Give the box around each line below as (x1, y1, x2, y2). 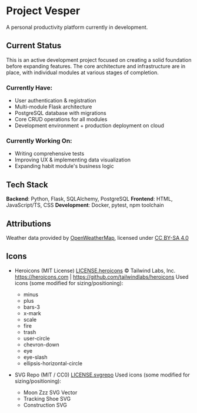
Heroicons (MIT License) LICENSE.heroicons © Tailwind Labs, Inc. (14, 267, 176, 274)
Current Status (6, 41, 62, 51)
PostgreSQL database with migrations (14, 110, 107, 117)
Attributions (6, 219, 52, 229)
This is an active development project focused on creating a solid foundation (6, 56, 192, 63)
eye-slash (23, 353, 48, 361)
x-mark (23, 309, 41, 316)
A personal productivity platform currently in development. (6, 24, 148, 31)
